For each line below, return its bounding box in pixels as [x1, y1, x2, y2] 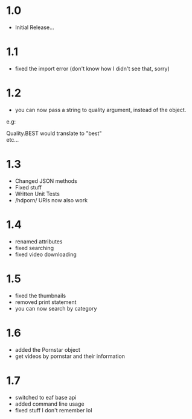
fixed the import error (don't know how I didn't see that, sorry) [14, 65, 170, 72]
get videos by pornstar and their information [14, 352, 126, 360]
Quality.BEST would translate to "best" [6, 130, 102, 137]
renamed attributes [14, 237, 63, 245]
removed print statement [14, 298, 77, 306]
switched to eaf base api [14, 394, 77, 401]
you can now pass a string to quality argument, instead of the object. [14, 106, 187, 113]
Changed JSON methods [14, 177, 77, 185]
